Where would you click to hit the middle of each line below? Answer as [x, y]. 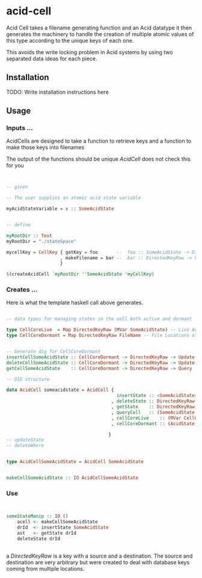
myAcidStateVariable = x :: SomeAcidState [60, 209]
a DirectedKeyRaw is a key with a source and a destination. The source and [99, 556]
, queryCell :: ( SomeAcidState [153, 412]
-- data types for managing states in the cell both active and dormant [99, 319]
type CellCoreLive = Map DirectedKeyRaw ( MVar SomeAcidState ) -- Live [98, 330]
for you [15, 165]
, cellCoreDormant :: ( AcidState [153, 423]
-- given [17, 187]
